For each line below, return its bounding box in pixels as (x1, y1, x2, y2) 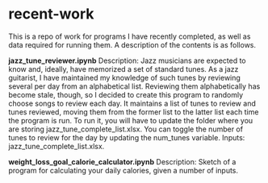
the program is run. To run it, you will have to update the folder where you (8, 115, 253, 125)
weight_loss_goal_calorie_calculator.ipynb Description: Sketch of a (8, 156, 237, 166)
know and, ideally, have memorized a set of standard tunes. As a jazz (8, 64, 239, 73)
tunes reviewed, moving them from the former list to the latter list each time (8, 106, 259, 117)
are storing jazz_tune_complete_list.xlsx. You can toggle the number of (8, 124, 244, 134)
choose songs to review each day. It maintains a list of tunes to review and (8, 98, 256, 108)
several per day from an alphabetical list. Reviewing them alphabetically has (8, 81, 261, 91)
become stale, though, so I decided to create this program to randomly (8, 89, 244, 99)
